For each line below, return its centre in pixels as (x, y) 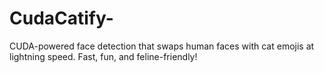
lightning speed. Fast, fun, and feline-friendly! (103, 56)
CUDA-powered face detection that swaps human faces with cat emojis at (162, 46)
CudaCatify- (61, 18)
